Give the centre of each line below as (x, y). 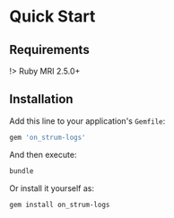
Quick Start (52, 17)
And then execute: (43, 154)
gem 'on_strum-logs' (48, 137)
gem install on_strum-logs (60, 205)
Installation (41, 99)
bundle (22, 171)
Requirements (49, 50)
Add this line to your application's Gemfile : (87, 121)
